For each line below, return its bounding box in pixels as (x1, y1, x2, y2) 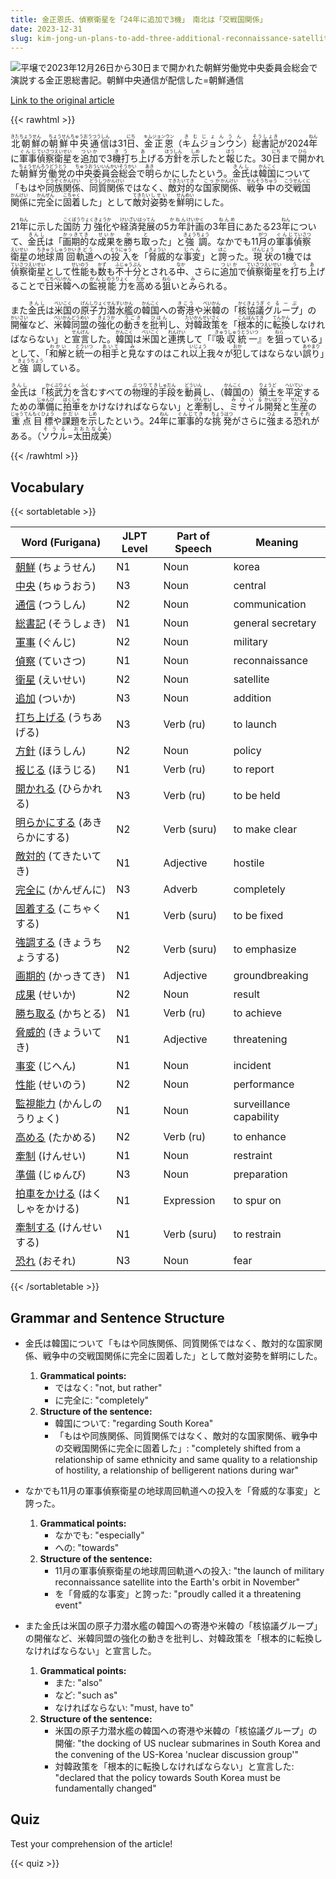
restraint (233, 1149, 273, 1163)
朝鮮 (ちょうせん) (15, 561, 97, 575)
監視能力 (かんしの (15, 1097, 103, 1111)
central (233, 579, 267, 593)
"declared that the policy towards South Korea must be (54, 1772, 281, 1783)
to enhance (233, 1130, 287, 1144)
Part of (176, 529, 210, 543)
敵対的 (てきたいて (15, 849, 102, 863)
